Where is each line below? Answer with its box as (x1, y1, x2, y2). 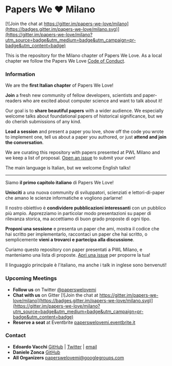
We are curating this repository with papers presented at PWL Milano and (5, 149, 160, 156)
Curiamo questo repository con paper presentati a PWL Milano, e (5, 246, 142, 253)
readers (5, 98, 22, 104)
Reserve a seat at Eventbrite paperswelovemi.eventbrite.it (12, 319, 136, 325)
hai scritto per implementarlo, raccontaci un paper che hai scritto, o (5, 231, 147, 237)
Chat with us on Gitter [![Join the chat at (12, 292, 98, 298)
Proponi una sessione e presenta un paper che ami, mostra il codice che (5, 226, 160, 232)
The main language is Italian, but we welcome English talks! (5, 165, 131, 171)
